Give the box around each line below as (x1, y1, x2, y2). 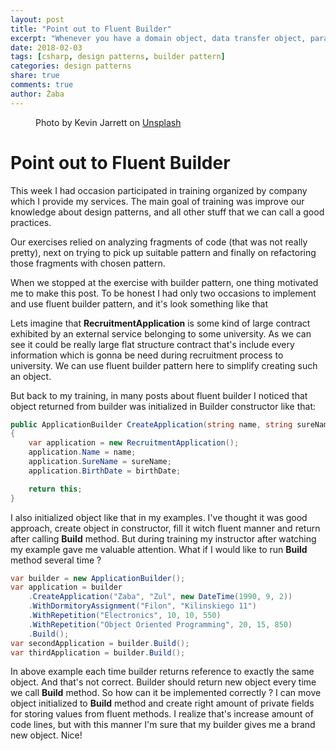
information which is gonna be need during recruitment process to (10, 349, 284, 361)
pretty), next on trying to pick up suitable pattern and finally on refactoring (10, 246, 317, 258)
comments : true (10, 80, 74, 90)
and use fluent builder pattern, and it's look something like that (10, 297, 269, 310)
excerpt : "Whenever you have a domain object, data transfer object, (10, 33, 307, 43)
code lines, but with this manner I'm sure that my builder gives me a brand (10, 719, 316, 731)
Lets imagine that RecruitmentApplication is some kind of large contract (10, 317, 311, 329)
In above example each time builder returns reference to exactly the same (10, 666, 315, 678)
